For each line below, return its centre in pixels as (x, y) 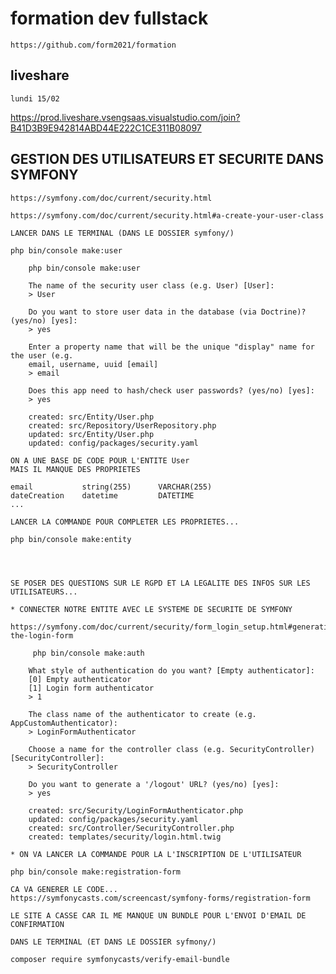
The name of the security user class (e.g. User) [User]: (151, 285)
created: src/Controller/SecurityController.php (131, 828)
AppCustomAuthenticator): (64, 723)
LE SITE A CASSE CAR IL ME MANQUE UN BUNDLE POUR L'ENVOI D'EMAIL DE (158, 915)
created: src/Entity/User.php (91, 417)
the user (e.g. (42, 355)
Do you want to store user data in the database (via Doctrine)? (167, 312)
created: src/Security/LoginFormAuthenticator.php (136, 810)
